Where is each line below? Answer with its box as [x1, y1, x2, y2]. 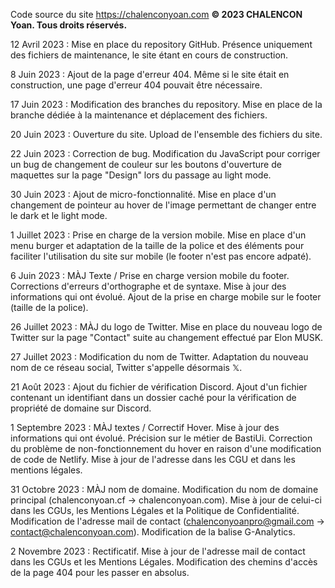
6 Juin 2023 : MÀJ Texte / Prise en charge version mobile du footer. [10, 270, 290, 281]
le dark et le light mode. [10, 210, 108, 221]
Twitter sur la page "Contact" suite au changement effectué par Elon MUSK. [10, 332, 324, 343]
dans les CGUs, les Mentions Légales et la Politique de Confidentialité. [10, 505, 300, 516]
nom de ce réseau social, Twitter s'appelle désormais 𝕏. [10, 362, 243, 373]
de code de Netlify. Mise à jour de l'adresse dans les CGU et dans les [10, 454, 296, 465]
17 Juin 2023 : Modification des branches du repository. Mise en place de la [10, 99, 323, 110]
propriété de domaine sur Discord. [10, 402, 152, 414]
